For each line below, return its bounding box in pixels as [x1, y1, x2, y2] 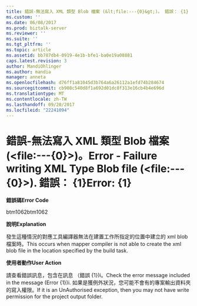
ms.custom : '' [6, 14, 41, 20]
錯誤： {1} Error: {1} [39, 176, 132, 189]
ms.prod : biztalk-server [6, 25, 67, 31]
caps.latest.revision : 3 [6, 58, 67, 64]
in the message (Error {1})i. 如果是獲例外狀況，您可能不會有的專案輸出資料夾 [6, 279, 191, 286]
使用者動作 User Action [6, 260, 62, 267]
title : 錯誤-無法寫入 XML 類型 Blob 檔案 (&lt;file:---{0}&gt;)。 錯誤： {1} [6, 8, 189, 15]
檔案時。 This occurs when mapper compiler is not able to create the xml [6, 241, 182, 248]
